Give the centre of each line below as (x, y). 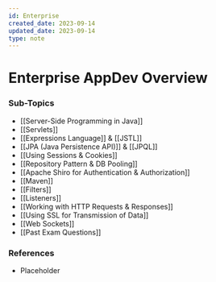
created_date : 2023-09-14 (52, 23)
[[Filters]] (35, 189)
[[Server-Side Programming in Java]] (81, 121)
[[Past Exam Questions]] (60, 232)
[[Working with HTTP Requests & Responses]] (96, 206)
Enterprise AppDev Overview (108, 78)
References (31, 253)
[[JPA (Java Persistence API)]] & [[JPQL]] (89, 147)
